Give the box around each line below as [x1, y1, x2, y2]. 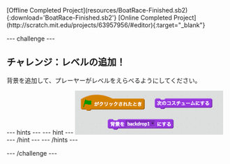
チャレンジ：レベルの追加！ [6, 57, 126, 68]
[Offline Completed [6, 6, 61, 14]
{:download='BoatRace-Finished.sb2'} [6, 13, 117, 22]
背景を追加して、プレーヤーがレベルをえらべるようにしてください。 [6, 76, 201, 84]
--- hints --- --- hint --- [6, 128, 74, 136]
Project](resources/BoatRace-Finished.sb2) [62, 6, 188, 14]
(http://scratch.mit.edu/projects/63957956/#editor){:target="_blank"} [6, 21, 206, 29]
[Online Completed [118, 13, 172, 22]
